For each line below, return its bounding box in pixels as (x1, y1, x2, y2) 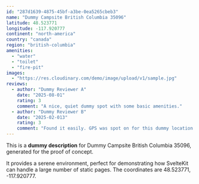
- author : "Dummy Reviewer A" (11, 87, 86, 93)
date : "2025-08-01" (17, 92, 66, 98)
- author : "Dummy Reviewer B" (11, 109, 86, 115)
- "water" (11, 53, 36, 59)
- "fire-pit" (11, 64, 44, 70)
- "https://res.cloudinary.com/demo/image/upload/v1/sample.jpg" (11, 75, 178, 81)
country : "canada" (6, 36, 52, 42)
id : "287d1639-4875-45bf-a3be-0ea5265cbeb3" (6, 8, 119, 15)
